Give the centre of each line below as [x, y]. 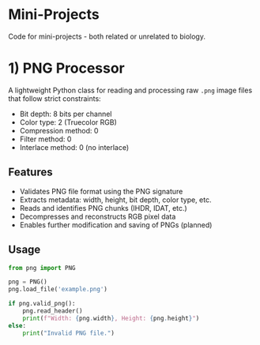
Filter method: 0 [45, 139]
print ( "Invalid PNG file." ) [68, 333]
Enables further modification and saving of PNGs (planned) [116, 225]
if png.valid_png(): [42, 304]
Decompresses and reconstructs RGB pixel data [98, 216]
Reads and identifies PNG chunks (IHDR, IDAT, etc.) [103, 208]
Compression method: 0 [59, 130]
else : [17, 325]
